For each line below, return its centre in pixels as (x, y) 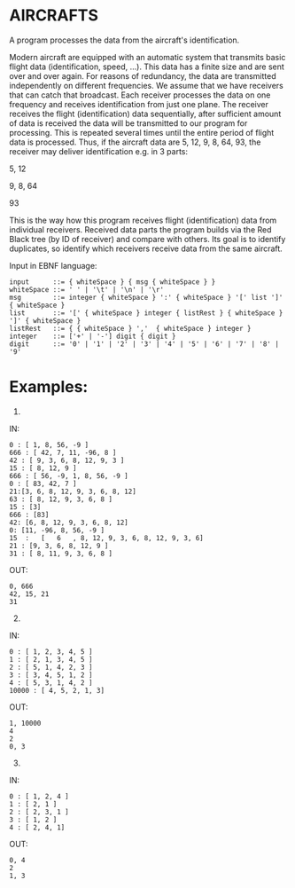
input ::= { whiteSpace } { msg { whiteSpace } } (113, 282)
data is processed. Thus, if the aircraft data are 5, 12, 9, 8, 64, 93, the (135, 142)
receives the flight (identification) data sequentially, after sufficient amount (145, 114)
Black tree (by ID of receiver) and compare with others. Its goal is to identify (147, 239)
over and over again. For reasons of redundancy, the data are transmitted (143, 75)
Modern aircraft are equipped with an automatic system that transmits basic (147, 57)
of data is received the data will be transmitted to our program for (128, 123)
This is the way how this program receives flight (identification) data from (143, 220)
